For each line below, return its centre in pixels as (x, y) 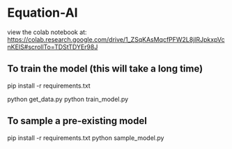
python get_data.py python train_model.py (68, 99)
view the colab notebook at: (47, 32)
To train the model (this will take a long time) (105, 69)
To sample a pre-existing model (77, 121)
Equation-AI (42, 13)
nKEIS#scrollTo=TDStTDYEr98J (53, 47)
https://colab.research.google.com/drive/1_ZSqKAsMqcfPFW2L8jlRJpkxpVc (116, 39)
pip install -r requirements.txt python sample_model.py (86, 138)
